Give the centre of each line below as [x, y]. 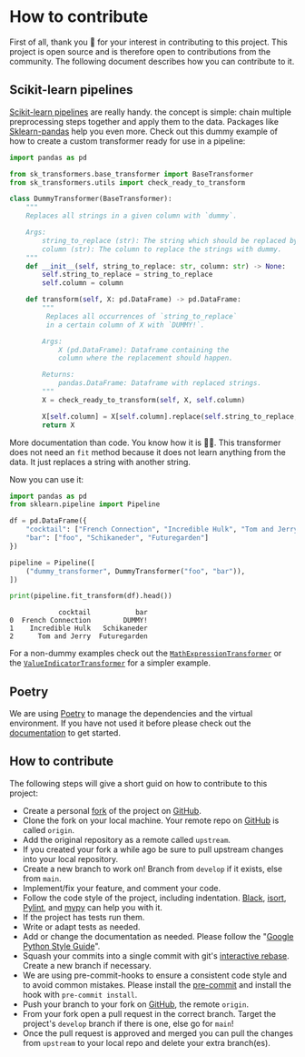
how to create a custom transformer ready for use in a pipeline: [128, 141]
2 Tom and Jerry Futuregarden [79, 636]
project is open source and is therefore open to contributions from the [140, 51]
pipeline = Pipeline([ [52, 563]
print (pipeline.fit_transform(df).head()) [91, 596]
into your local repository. [70, 859]
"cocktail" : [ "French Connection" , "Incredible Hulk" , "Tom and [150, 530]
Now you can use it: [47, 479]
